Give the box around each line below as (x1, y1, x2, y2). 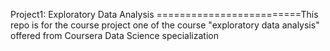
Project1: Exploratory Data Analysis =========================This (10, 9, 319, 20)
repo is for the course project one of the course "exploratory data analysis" (10, 19, 320, 31)
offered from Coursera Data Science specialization (10, 30, 219, 41)
